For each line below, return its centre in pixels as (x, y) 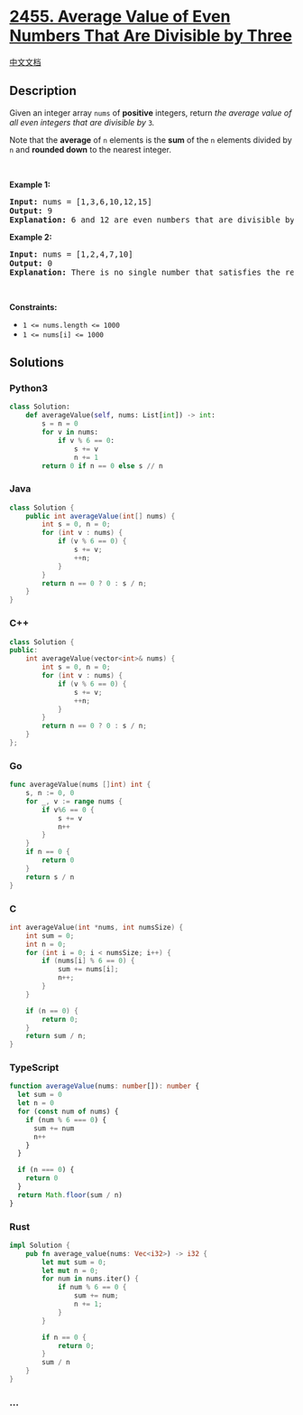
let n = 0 (36, 1103)
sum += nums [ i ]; (88, 970)
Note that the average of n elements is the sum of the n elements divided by (151, 140)
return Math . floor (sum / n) (70, 1195)
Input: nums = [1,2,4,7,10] (71, 254)
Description (43, 91)
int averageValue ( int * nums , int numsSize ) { (96, 927)
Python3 (28, 389)
